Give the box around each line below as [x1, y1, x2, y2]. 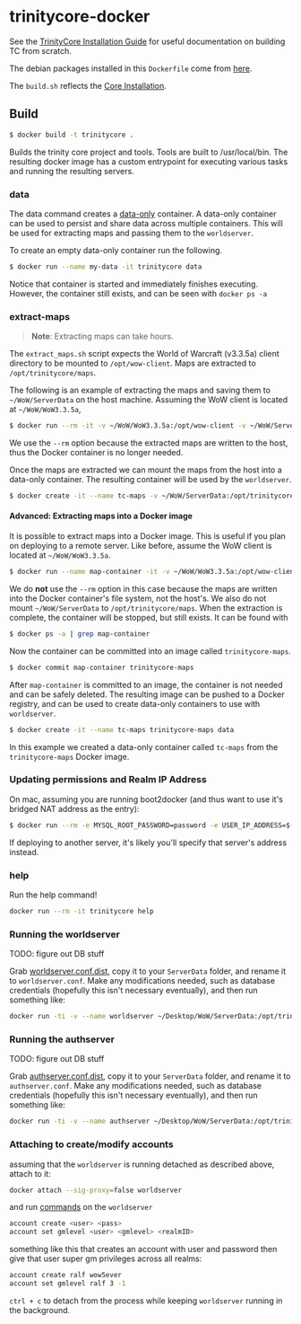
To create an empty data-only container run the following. [9, 244, 222, 255]
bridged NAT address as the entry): [9, 803, 140, 814]
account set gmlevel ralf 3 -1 [9, 1279, 126, 1288]
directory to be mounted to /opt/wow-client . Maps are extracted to [9, 357, 257, 369]
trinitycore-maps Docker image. [9, 751, 130, 762]
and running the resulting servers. [9, 165, 134, 176]
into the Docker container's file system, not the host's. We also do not [9, 593, 267, 604]
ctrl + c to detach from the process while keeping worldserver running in [9, 1295, 283, 1306]
